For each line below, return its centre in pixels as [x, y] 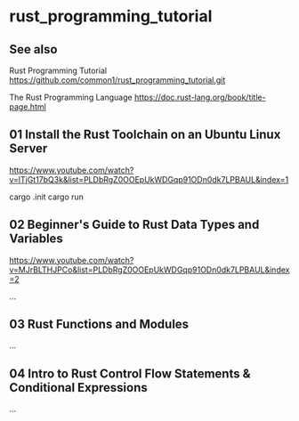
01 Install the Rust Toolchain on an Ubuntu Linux [145, 135]
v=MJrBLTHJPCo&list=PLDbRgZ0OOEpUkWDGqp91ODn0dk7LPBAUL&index [149, 270]
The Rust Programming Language [71, 97]
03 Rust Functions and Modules [99, 324]
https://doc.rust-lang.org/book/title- [200, 97]
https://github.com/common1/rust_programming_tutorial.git [117, 80]
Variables [36, 239]
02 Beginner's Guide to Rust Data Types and [134, 225]
